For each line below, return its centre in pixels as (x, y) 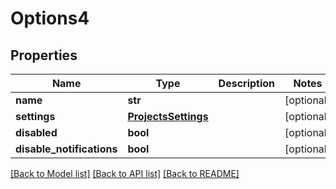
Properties (44, 55)
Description (247, 83)
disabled (36, 132)
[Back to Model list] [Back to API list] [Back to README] (125, 173)
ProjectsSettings (168, 116)
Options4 (50, 18)
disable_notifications (66, 149)
